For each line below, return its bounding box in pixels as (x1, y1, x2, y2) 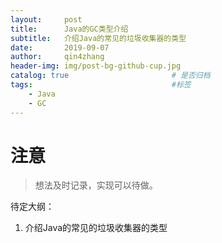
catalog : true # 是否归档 (10, 71, 211, 81)
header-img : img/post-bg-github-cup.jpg (10, 61, 182, 71)
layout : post (10, 14, 83, 25)
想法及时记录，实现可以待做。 (34, 179, 158, 191)
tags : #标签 (10, 80, 192, 90)
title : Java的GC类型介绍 (10, 24, 129, 34)
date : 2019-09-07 (10, 42, 110, 53)
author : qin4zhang (10, 52, 105, 62)
